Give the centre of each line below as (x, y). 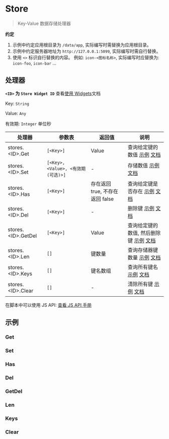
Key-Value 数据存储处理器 (44, 23)
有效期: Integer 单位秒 (28, 124)
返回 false (102, 199)
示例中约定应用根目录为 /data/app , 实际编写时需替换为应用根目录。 (82, 45)
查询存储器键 (143, 250)
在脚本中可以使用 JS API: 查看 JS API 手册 (49, 305)
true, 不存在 (104, 191)
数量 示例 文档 (144, 257)
